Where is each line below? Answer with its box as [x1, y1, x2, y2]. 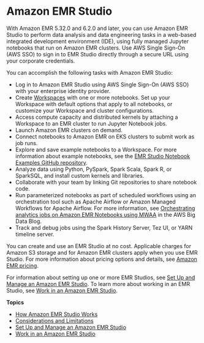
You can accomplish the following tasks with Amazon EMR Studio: [6, 69, 173, 76]
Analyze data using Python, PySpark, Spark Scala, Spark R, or [15, 165, 172, 173]
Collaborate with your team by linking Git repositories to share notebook [15, 178, 197, 186]
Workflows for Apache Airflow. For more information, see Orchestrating [15, 204, 195, 212]
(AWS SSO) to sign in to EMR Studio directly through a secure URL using [6, 50, 189, 58]
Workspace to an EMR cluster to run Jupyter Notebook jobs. [15, 119, 167, 127]
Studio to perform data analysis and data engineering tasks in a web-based [6, 31, 197, 38]
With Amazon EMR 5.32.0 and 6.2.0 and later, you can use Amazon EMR [6, 24, 189, 32]
